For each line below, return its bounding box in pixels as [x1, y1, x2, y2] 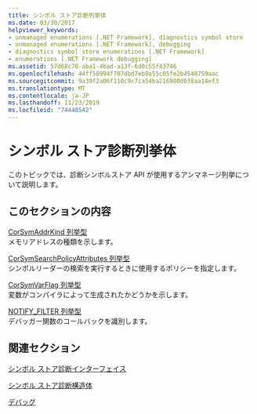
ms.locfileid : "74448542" [8, 107, 92, 114]
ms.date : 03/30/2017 [8, 19, 76, 27]
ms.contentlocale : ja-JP [8, 92, 89, 100]
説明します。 [21, 180, 63, 189]
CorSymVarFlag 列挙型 [8, 280, 81, 289]
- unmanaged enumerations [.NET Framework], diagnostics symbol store [8, 33, 244, 42]
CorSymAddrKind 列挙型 [8, 227, 88, 236]
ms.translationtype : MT [8, 84, 86, 93]
